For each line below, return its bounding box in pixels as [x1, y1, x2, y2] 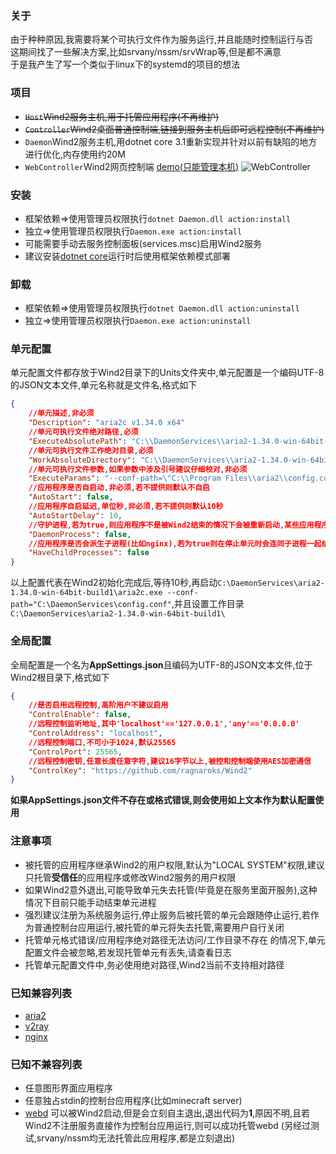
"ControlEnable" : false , [28, 710, 132, 720]
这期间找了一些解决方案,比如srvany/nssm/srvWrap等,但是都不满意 [10, 46, 282, 58]
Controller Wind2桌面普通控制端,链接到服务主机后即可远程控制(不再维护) [24, 123, 325, 135]
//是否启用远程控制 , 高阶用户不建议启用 [28, 700, 169, 711]
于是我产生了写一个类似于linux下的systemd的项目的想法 [10, 58, 241, 71]
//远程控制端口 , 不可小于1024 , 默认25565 [28, 737, 177, 747]
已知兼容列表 [10, 986, 73, 1000]
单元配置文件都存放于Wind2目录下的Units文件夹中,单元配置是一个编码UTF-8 [10, 367, 325, 379]
